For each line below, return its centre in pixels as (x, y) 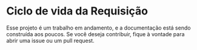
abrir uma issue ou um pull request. (51, 40)
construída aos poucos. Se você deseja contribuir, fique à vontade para (95, 34)
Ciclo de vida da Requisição (77, 11)
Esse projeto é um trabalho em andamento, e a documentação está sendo (98, 28)
